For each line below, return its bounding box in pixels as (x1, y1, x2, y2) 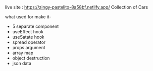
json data (12, 61, 32, 66)
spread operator (12, 39, 46, 45)
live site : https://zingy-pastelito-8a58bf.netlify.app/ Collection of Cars (5, 4, 148, 10)
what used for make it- (5, 14, 51, 19)
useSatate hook (12, 34, 45, 40)
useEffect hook (12, 29, 44, 34)
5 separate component (12, 23, 59, 29)
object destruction (12, 55, 50, 61)
